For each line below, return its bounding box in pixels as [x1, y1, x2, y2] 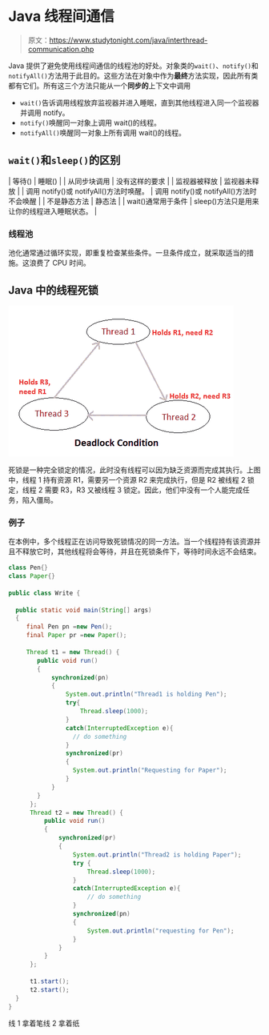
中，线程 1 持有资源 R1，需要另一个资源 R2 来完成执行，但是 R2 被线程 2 [8, 475, 246, 484]
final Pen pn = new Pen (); [26, 623, 113, 631]
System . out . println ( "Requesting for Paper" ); [72, 766, 227, 775]
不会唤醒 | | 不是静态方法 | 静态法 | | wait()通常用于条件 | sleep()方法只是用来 [8, 196, 259, 206]
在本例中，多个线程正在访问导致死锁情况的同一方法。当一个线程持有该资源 [8, 537, 254, 547]
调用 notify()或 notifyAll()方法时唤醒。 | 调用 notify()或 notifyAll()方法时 [26, 186, 257, 196]
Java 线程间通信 [8, 7, 114, 26]
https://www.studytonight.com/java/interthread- [49, 35, 208, 45]
